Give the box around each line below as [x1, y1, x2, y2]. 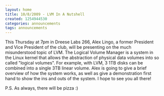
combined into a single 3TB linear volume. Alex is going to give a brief [5, 65, 147, 71]
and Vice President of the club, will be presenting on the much [5, 44, 131, 50]
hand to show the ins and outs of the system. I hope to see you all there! [5, 76, 152, 82]
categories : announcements [5, 21, 61, 26]
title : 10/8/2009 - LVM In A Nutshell [5, 12, 85, 17]
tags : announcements [5, 26, 48, 31]
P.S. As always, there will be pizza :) [5, 85, 78, 91]
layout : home [5, 7, 32, 12]
